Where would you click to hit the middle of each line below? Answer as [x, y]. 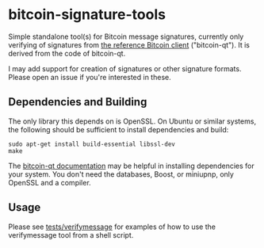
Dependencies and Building [78, 102]
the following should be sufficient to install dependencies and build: [119, 129]
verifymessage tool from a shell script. [71, 235]
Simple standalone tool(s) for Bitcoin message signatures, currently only [126, 36]
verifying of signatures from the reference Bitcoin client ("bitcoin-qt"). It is [129, 44]
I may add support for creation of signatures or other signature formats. [125, 68]
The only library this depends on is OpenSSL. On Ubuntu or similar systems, [132, 121]
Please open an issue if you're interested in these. [90, 77]
